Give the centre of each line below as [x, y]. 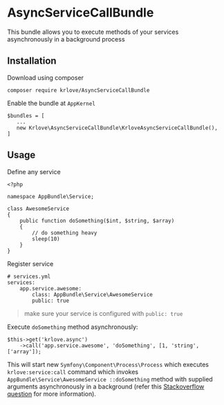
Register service [30, 263]
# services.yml [29, 276]
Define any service [34, 171]
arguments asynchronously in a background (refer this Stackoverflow [106, 386]
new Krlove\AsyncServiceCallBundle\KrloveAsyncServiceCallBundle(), [117, 128]
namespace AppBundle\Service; [51, 196]
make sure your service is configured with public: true [103, 313]
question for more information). [52, 394]
